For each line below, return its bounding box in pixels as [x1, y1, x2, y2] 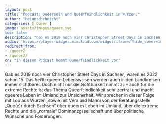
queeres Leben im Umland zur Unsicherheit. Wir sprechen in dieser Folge [5, 92, 155, 98]
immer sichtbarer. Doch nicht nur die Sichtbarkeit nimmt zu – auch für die [5, 82, 154, 88]
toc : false [5, 30, 28, 35]
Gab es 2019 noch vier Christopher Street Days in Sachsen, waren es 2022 [5, 71, 158, 77]
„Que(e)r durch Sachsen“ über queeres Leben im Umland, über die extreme [5, 103, 159, 109]
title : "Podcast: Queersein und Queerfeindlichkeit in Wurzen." [5, 12, 140, 17]
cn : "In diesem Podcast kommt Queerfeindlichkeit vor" [5, 58, 121, 63]
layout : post [5, 7, 32, 12]
